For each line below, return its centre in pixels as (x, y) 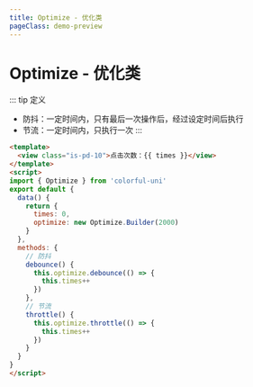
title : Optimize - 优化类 (56, 18)
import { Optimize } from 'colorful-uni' (88, 181)
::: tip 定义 (28, 100)
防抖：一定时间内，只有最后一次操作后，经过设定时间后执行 (133, 119)
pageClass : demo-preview (56, 26)
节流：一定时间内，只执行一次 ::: (82, 130)
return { (42, 206)
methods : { (38, 247)
